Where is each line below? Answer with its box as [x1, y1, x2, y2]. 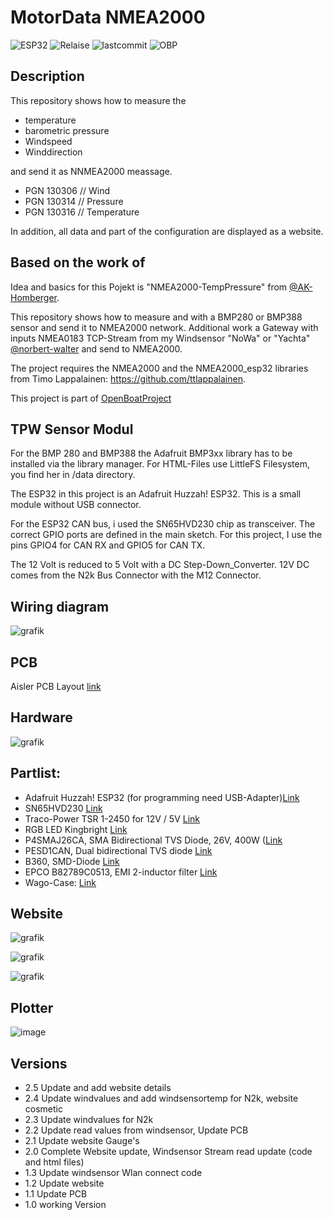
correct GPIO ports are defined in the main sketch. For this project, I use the [10, 529, 323, 541]
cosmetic [24, 1103, 63, 1115]
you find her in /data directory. [10, 469, 136, 481]
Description [10, 68, 85, 85]
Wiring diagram [10, 598, 110, 615]
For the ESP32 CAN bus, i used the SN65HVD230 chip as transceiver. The [10, 518, 316, 530]
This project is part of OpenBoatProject [10, 392, 172, 404]
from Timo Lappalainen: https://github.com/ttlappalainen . [10, 372, 246, 385]
